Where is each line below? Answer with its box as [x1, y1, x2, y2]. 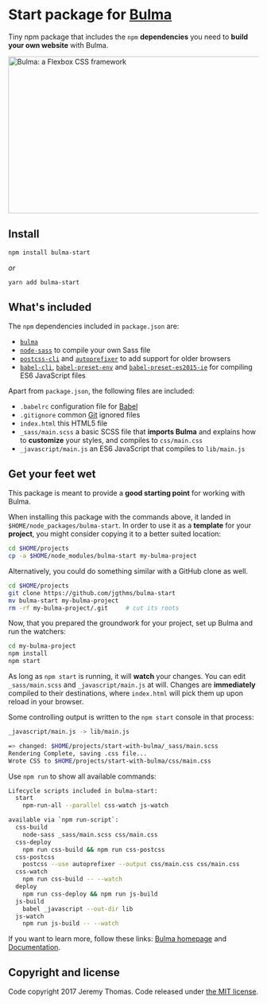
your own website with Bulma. [8, 40, 109, 49]
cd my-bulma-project [8, 642, 77, 650]
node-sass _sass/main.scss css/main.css [22, 830, 158, 838]
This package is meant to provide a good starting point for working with [8, 488, 246, 498]
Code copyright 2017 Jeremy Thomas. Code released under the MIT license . [8, 986, 259, 997]
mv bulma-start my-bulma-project [8, 596, 119, 605]
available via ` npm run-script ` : [8, 816, 119, 824]
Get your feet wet [8, 467, 97, 480]
